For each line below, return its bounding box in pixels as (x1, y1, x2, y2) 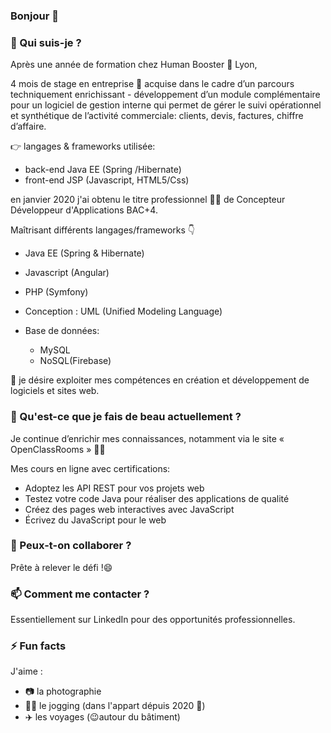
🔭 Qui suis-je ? (10, 35, 82, 49)
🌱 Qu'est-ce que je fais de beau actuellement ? (10, 410, 242, 424)
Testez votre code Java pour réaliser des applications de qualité (24, 492, 290, 504)
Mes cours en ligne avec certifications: (10, 462, 171, 474)
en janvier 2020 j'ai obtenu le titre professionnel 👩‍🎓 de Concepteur (10, 194, 286, 206)
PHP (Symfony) (24, 286, 89, 298)
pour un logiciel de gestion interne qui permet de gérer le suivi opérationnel (10, 99, 322, 111)
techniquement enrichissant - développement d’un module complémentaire (10, 89, 321, 101)
